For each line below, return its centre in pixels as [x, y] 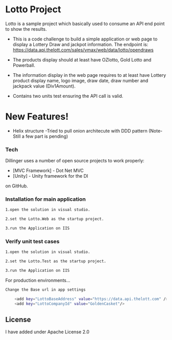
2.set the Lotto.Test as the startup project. [56, 261]
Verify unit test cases [33, 242]
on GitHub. [17, 186]
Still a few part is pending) [40, 136]
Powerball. [24, 65]
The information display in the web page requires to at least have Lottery [89, 75]
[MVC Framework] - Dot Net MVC [48, 171]
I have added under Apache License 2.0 [47, 332]
